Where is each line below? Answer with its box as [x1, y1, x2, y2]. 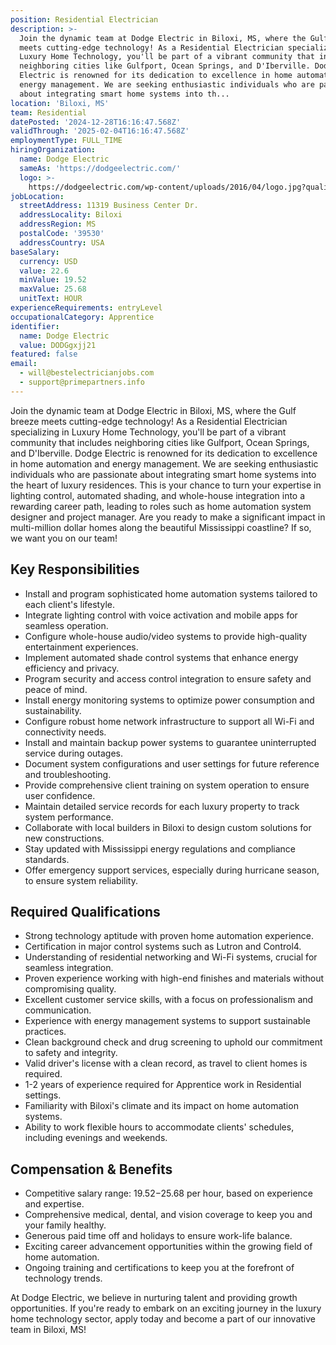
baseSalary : [10, 247, 60, 257]
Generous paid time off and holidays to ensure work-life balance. [24, 1230, 293, 1242]
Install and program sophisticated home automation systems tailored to [24, 587, 318, 600]
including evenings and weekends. [24, 1132, 168, 1144]
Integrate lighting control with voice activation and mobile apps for [24, 609, 298, 621]
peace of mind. [24, 683, 88, 695]
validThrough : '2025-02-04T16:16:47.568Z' [10, 126, 190, 136]
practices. [24, 1026, 67, 1038]
